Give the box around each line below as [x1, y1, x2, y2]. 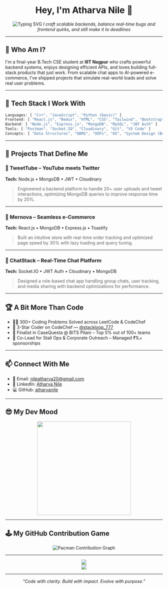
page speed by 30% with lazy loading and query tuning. [17, 239, 133, 245]
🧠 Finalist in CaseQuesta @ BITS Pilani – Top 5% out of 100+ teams [12, 329, 151, 335]
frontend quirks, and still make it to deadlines [37, 26, 131, 32]
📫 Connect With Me [5, 360, 70, 368]
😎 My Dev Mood [5, 407, 58, 416]
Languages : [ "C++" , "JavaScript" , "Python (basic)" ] [5, 112, 122, 117]
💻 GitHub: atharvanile [12, 386, 58, 392]
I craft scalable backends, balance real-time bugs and [43, 21, 156, 27]
